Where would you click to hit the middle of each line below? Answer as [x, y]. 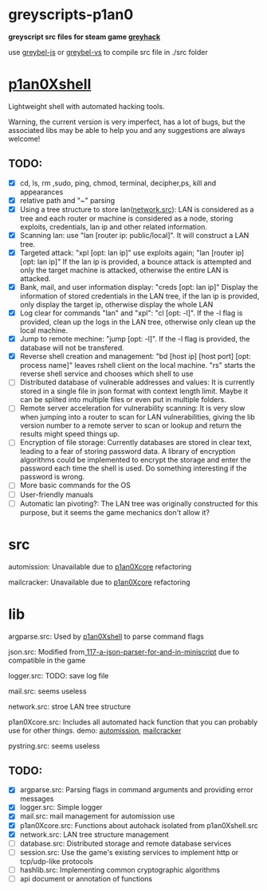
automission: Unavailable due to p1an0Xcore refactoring [100, 566]
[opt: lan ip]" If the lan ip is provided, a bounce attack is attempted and [135, 262]
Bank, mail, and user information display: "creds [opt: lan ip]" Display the [139, 287]
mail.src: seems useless [47, 691]
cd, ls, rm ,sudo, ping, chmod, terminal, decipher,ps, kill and [118, 183]
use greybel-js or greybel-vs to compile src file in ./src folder [108, 52]
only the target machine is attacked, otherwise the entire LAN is [124, 270]
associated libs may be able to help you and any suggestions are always [127, 130]
